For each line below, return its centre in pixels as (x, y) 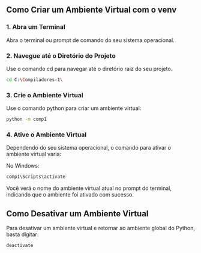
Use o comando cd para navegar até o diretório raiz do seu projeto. (89, 69)
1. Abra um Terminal (36, 27)
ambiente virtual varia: (34, 154)
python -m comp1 (26, 120)
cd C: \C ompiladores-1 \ (34, 80)
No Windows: (23, 166)
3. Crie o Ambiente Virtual (45, 95)
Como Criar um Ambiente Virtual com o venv (91, 10)
